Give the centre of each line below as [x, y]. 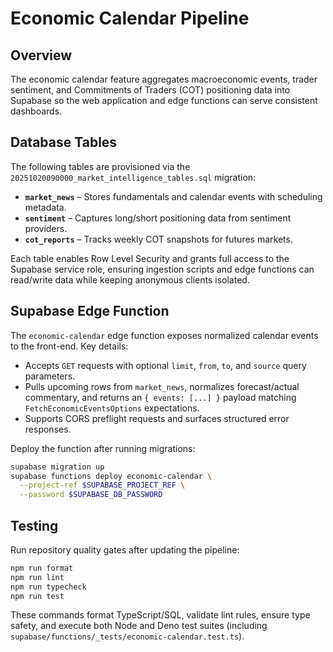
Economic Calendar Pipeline [130, 18]
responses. [48, 429]
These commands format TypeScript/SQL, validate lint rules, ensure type [160, 615]
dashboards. [36, 111]
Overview [41, 55]
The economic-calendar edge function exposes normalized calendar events [164, 335]
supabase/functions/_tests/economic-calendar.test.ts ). [127, 636]
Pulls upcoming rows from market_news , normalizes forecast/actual [162, 386]
